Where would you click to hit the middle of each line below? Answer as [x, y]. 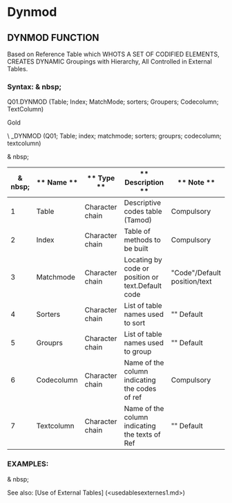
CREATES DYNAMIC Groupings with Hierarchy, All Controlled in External [110, 62]
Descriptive [143, 203]
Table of [137, 231]
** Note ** [196, 183]
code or [137, 268]
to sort [135, 323]
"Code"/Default [196, 273]
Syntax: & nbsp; [35, 86]
